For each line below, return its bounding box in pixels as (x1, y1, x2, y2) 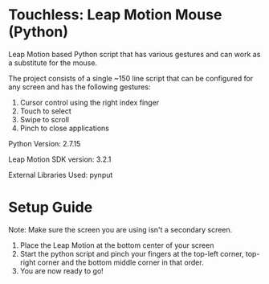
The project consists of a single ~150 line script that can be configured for (8, 73, 254, 83)
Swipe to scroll (19, 114, 70, 124)
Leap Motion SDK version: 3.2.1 (8, 154, 112, 164)
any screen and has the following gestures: (8, 82, 151, 92)
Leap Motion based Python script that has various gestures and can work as (8, 49, 261, 59)
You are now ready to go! (19, 265, 104, 275)
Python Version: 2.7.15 (8, 138, 81, 148)
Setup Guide (8, 199, 93, 216)
